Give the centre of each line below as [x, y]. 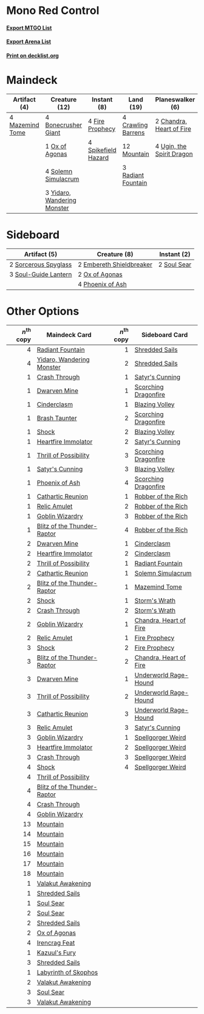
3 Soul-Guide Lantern [41, 274]
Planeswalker [175, 99]
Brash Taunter [57, 418]
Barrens [134, 133]
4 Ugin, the [171, 146]
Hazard [98, 158]
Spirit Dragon [174, 154]
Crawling [135, 125]
